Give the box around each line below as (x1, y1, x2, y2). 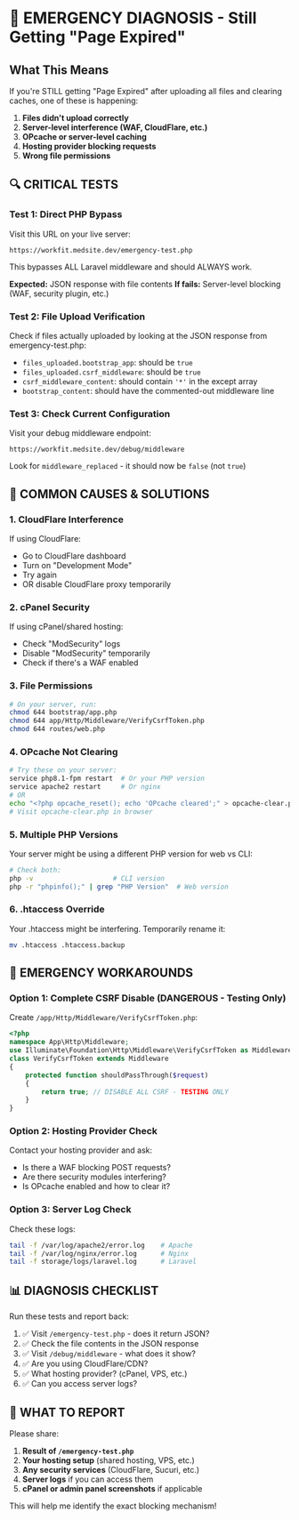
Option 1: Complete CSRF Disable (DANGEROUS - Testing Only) (9, 992, 287, 1004)
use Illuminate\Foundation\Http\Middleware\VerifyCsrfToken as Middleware (9, 1046, 293, 1055)
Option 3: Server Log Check (9, 1203, 132, 1216)
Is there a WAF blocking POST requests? (21, 1162, 172, 1173)
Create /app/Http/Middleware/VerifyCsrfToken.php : (9, 1012, 198, 1023)
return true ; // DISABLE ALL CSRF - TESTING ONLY (41, 1087, 229, 1097)
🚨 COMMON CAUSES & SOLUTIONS (9, 487, 210, 502)
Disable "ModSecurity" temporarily (21, 648, 151, 659)
